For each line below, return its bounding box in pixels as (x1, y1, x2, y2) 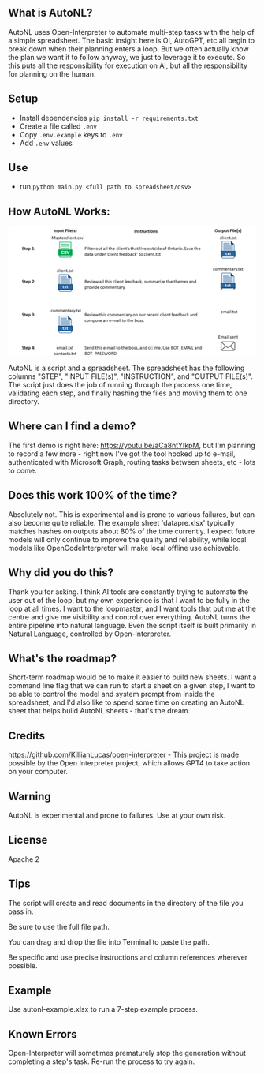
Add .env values (19, 138, 73, 148)
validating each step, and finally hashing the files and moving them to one (8, 388, 247, 398)
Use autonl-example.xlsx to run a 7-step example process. (8, 1005, 199, 1014)
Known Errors (8, 1027, 77, 1041)
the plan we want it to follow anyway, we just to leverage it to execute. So (8, 52, 246, 62)
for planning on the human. (8, 69, 96, 78)
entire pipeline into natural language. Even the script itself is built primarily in (8, 620, 257, 630)
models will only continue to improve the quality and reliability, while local (8, 534, 247, 544)
